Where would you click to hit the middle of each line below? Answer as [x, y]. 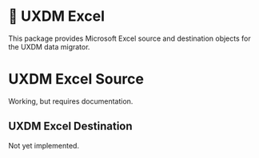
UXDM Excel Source [76, 79]
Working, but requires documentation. [71, 101]
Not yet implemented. [44, 145]
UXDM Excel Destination [71, 126]
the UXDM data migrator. [49, 46]
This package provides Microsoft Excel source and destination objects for [129, 38]
